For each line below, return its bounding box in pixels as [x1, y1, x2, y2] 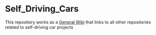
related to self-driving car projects [5, 24, 74, 30]
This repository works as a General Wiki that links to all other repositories [5, 19, 151, 25]
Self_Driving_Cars [5, 3, 79, 14]
